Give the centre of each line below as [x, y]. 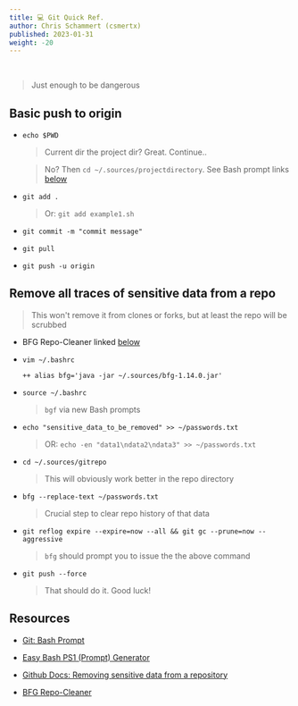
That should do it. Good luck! [98, 590]
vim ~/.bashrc [48, 360]
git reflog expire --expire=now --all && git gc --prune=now [138, 531]
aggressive [42, 539]
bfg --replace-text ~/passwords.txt [90, 497]
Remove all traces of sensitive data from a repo [143, 294]
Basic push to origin [66, 113]
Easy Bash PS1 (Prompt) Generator [86, 657]
